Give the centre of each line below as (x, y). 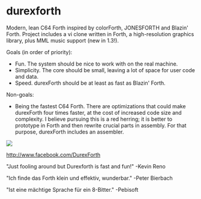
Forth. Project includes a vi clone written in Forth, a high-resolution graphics (100, 34)
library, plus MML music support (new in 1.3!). (62, 40)
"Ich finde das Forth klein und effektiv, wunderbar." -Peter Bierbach (89, 178)
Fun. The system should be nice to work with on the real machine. (96, 64)
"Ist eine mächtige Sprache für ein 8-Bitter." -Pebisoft (72, 189)
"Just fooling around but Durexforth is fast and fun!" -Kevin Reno (86, 166)
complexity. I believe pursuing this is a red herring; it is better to (94, 119)
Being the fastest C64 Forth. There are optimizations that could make (100, 106)
